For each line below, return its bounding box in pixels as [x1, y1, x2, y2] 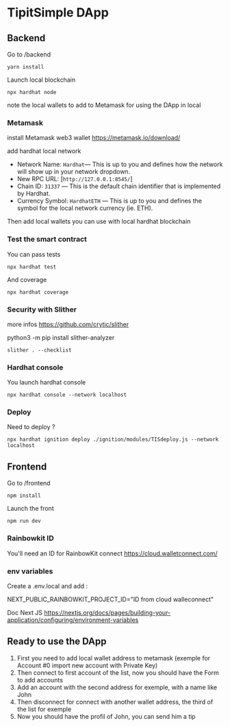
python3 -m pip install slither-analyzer [7, 333, 115, 341]
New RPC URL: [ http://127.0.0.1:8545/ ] [16, 175, 133, 183]
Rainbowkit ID [7, 533, 55, 543]
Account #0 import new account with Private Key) [16, 661, 158, 669]
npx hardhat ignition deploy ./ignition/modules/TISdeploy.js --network [7, 436, 219, 443]
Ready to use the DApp [7, 636, 107, 647]
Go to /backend [7, 50, 51, 58]
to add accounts [16, 676, 64, 684]
